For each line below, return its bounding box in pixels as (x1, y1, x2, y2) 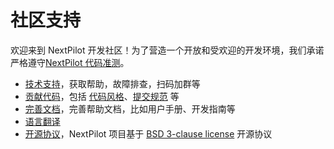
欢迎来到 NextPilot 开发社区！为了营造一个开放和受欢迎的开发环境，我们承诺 (10, 44, 325, 56)
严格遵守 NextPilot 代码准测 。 (10, 56, 130, 68)
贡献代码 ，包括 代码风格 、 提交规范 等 (24, 90, 180, 102)
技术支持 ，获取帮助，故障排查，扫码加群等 (24, 77, 201, 90)
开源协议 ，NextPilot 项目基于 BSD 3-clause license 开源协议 (24, 127, 273, 140)
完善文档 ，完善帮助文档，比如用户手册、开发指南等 (24, 102, 236, 115)
